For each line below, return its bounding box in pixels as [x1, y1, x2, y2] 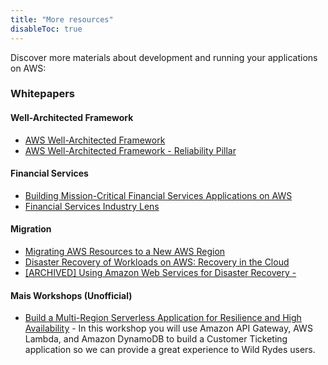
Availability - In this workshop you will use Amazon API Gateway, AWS [24, 322, 313, 335]
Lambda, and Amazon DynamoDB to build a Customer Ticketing [24, 333, 288, 345]
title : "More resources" [10, 14, 114, 25]
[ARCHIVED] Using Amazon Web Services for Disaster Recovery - [24, 267, 297, 279]
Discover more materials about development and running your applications [10, 51, 318, 63]
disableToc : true [10, 24, 83, 34]
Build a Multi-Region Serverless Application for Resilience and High [24, 312, 302, 324]
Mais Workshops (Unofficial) [10, 289, 133, 301]
